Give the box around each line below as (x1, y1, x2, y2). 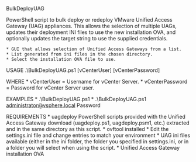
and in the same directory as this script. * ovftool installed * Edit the (6, 126, 169, 132)
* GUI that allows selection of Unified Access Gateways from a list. (6, 46, 182, 52)
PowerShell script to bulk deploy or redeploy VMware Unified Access (6, 16, 173, 23)
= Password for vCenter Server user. (6, 84, 95, 91)
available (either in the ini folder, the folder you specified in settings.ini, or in (6, 138, 189, 145)
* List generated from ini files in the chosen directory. (6, 51, 153, 57)
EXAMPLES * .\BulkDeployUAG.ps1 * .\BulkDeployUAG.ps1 (6, 96, 146, 102)
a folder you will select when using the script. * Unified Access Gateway (6, 144, 180, 151)
